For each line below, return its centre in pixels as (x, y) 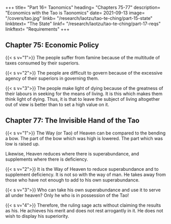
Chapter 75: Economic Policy (52, 45)
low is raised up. (22, 144)
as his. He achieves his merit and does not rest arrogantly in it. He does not (84, 210)
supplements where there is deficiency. (47, 159)
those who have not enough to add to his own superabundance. (72, 180)
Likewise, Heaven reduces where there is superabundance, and (72, 153)
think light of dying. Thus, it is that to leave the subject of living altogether (83, 99)
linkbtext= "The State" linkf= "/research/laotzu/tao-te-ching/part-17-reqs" (83, 24)
